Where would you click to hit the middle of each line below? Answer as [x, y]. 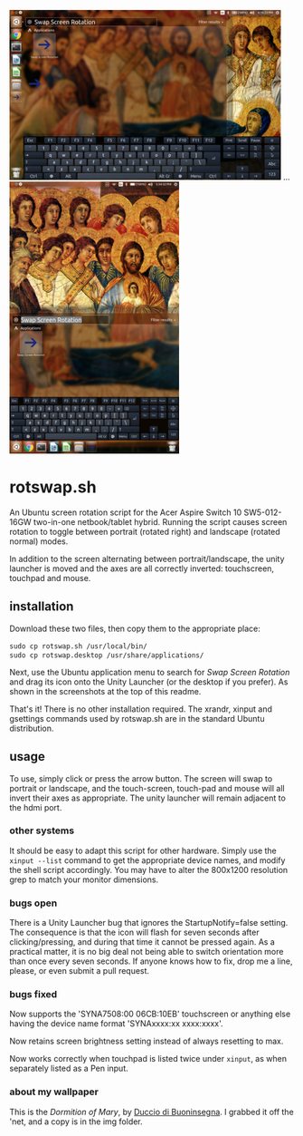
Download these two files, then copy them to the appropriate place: [135, 628]
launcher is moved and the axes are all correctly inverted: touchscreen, [142, 568]
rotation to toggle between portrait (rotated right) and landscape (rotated [145, 531]
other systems [42, 830]
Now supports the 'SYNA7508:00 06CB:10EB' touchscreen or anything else [150, 1014]
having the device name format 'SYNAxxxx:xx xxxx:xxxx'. [116, 1024]
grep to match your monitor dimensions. [84, 879]
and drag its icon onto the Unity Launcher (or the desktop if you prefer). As [149, 682]
